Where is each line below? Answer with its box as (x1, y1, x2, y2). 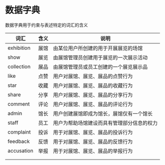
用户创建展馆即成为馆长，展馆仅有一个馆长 (53, 110, 153, 117)
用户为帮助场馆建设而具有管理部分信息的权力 (53, 119, 158, 126)
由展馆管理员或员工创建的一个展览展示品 (53, 63, 148, 70)
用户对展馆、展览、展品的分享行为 (53, 91, 133, 98)
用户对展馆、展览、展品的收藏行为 (53, 82, 133, 89)
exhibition (7, 44, 31, 51)
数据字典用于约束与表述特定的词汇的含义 (5, 22, 88, 28)
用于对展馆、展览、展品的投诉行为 (53, 129, 133, 136)
